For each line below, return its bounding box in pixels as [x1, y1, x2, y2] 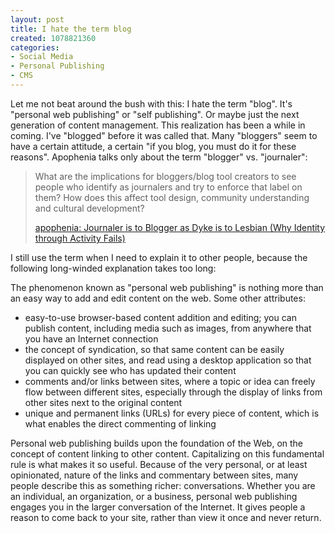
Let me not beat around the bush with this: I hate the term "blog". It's [10, 97, 293, 110]
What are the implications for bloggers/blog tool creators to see [34, 170, 297, 182]
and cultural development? [34, 202, 145, 214]
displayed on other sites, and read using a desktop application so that [24, 354, 312, 366]
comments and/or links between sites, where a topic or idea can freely [24, 375, 316, 387]
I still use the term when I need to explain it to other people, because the [10, 251, 308, 263]
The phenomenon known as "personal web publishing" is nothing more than [10, 281, 324, 293]
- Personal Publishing [10, 61, 105, 71]
